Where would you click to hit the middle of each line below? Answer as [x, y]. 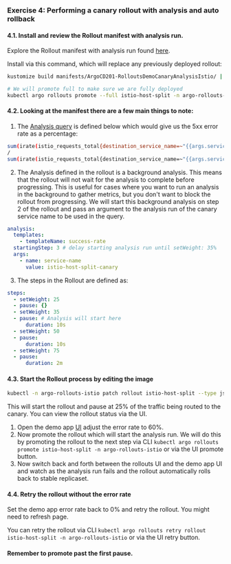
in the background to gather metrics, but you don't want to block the [114, 194]
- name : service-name [50, 260]
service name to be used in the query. [71, 216]
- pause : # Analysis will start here [67, 319]
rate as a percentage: [47, 134]
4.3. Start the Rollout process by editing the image [80, 379]
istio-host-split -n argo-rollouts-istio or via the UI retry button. [104, 537]
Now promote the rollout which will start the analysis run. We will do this [119, 435]
